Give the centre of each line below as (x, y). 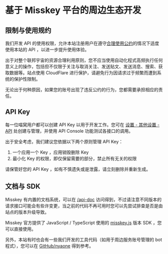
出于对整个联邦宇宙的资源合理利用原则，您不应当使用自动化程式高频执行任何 (84, 60)
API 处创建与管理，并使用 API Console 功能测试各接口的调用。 (69, 131)
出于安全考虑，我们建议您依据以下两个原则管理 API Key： (64, 141)
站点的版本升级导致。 (27, 212)
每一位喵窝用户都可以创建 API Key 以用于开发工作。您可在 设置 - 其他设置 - (82, 124)
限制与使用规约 (28, 30)
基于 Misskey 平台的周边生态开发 (73, 10)
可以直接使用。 (20, 229)
